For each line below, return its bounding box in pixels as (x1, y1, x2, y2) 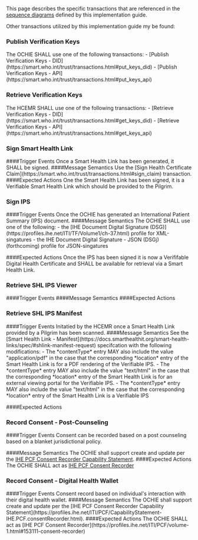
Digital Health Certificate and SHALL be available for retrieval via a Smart (6, 260, 183, 267)
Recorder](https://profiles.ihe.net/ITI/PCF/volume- (67, 522, 190, 529)
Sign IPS (6, 198, 31, 206)
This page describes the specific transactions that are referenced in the (6, 5, 180, 12)
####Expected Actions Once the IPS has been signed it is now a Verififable (6, 254, 189, 261)
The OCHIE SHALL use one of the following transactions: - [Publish (6, 51, 169, 58)
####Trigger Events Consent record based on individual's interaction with (6, 490, 186, 497)
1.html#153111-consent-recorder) (6, 528, 85, 535)
